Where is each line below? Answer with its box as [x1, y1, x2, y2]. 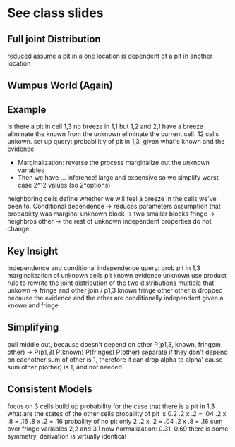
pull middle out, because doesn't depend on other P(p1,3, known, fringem [7, 340, 221, 348]
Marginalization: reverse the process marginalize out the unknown [17, 159, 210, 167]
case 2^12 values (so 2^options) [17, 181, 111, 190]
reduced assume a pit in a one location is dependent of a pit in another [7, 51, 213, 60]
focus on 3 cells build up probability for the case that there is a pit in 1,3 [7, 402, 215, 410]
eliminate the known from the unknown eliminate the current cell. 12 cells [7, 130, 219, 138]
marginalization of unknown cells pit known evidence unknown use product [7, 271, 227, 280]
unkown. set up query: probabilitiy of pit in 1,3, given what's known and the [7, 137, 225, 146]
